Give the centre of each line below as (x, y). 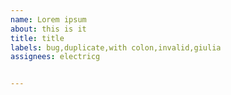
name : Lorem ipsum (48, 19)
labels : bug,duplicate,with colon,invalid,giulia (116, 47)
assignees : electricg (55, 57)
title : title (37, 38)
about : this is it (48, 29)
